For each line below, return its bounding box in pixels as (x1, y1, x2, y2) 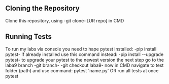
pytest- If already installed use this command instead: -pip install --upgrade (5, 51, 164, 58)
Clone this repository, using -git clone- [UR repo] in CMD (5, 17, 124, 23)
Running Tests (5, 33, 52, 41)
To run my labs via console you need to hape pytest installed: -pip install (5, 46, 157, 52)
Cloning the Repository (5, 4, 80, 13)
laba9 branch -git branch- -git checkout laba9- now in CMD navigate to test (5, 62, 164, 68)
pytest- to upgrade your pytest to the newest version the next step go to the (5, 57, 164, 63)
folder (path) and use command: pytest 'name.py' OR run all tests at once (5, 67, 159, 73)
